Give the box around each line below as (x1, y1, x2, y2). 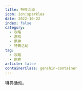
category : (5, 25, 25, 30)
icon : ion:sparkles (5, 12, 45, 17)
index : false (5, 20, 32, 26)
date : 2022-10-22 (5, 16, 41, 21)
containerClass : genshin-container (5, 66, 78, 71)
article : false (5, 61, 36, 66)
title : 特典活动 (5, 7, 35, 12)
